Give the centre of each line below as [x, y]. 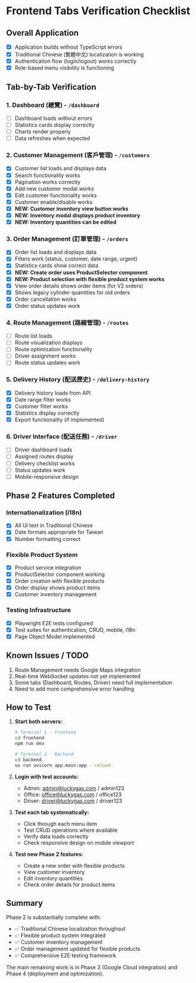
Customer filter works [41, 406]
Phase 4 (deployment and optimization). [55, 974]
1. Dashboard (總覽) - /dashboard [53, 105]
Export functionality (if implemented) [60, 420]
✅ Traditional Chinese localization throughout [70, 929]
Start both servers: [39, 721]
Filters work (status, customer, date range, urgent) [76, 259]
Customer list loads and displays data [60, 168]
